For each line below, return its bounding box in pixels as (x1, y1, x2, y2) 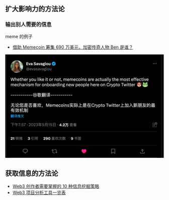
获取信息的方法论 (5, 169, 58, 177)
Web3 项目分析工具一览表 (12, 189, 66, 195)
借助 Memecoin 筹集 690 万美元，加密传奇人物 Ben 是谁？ (12, 44, 133, 50)
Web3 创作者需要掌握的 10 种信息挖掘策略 (12, 183, 100, 189)
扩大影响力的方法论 (5, 5, 65, 14)
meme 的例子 (5, 33, 33, 39)
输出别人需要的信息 (5, 21, 52, 28)
